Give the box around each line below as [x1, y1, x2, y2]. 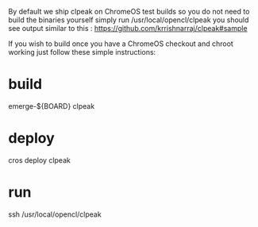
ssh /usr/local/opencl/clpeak [8, 210, 102, 219]
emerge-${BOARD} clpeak [8, 101, 95, 110]
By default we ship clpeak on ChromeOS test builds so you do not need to [8, 7, 250, 16]
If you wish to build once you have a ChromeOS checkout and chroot [8, 39, 234, 48]
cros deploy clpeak [8, 155, 71, 165]
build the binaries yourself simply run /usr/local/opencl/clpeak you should [8, 15, 249, 25]
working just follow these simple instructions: [8, 48, 156, 56]
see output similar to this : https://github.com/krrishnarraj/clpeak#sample [8, 24, 248, 33]
